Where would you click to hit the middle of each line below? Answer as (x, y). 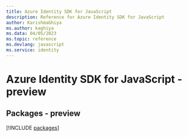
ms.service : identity (33, 50)
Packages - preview (43, 114)
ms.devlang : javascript (35, 45)
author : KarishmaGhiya (34, 22)
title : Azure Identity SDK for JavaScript (59, 12)
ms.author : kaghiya (30, 28)
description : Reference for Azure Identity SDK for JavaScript (85, 17)
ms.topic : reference (32, 39)
